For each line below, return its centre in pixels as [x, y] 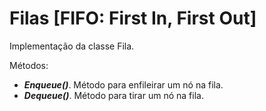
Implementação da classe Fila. [72, 46]
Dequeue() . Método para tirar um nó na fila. [113, 95]
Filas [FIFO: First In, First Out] [133, 18]
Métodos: [29, 65]
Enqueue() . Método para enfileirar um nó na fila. [123, 84]
